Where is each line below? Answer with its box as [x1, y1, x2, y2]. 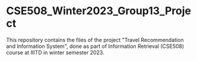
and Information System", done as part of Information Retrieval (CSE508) [6, 43, 185, 50]
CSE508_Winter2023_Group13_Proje [6, 4, 192, 18]
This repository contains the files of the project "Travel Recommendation [6, 36, 184, 43]
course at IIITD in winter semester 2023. [6, 49, 105, 56]
